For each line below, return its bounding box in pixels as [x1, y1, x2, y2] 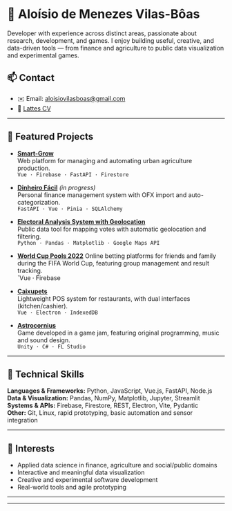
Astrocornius [17, 321, 57, 329]
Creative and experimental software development [17, 476, 158, 484]
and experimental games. [7, 51, 79, 59]
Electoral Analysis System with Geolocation [17, 217, 146, 225]
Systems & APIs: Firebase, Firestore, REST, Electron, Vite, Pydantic [7, 401, 199, 410]
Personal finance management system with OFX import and [17, 190, 187, 199]
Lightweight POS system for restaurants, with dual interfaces [17, 294, 191, 303]
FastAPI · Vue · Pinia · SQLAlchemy [17, 205, 123, 212]
